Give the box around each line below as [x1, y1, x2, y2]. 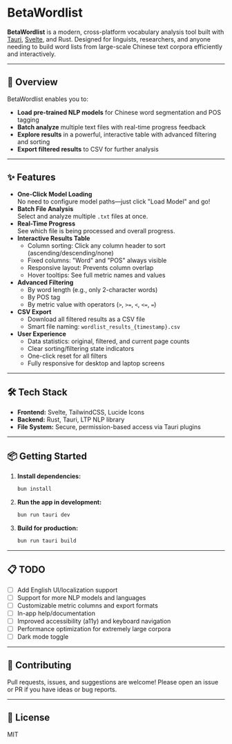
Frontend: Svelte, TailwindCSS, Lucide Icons [17, 408, 145, 417]
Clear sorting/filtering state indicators [27, 344, 135, 352]
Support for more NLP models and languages [17, 593, 146, 601]
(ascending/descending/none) [27, 248, 114, 257]
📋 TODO [7, 564, 46, 576]
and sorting [17, 137, 50, 146]
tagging [17, 116, 39, 124]
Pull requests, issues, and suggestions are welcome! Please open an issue [7, 678, 219, 686]
